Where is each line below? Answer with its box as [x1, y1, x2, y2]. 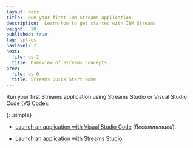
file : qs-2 [12, 54, 39, 60]
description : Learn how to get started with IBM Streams [6, 20, 156, 26]
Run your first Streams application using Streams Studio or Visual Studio [6, 93, 187, 101]
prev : [6, 65, 20, 72]
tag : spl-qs [6, 37, 36, 43]
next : [6, 49, 20, 55]
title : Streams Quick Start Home [12, 76, 96, 82]
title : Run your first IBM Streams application [6, 15, 132, 21]
